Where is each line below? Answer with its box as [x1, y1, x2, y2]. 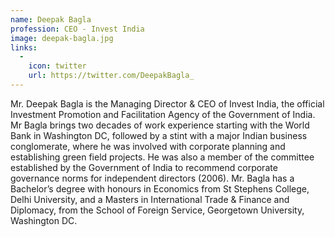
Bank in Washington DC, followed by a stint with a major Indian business [10, 129, 308, 141]
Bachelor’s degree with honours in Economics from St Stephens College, [10, 182, 310, 195]
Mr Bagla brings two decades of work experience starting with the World [10, 119, 310, 131]
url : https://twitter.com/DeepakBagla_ [28, 71, 195, 81]
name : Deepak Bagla [10, 14, 92, 25]
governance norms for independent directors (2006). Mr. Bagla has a [10, 172, 295, 184]
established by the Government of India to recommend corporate [10, 161, 278, 173]
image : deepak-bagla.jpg [10, 33, 114, 43]
